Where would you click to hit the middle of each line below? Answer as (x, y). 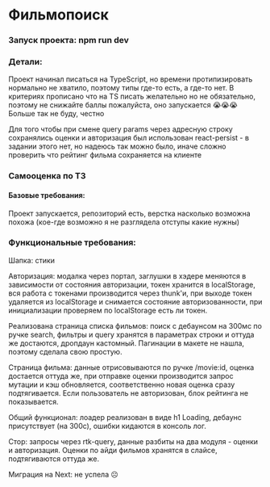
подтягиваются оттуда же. (54, 459)
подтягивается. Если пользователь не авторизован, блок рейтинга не (129, 393)
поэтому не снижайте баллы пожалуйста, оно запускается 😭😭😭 (123, 105)
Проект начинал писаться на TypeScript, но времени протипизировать (131, 79)
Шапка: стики (31, 260)
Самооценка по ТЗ (47, 176)
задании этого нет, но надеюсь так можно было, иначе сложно (118, 146)
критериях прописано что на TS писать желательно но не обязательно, (132, 97)
